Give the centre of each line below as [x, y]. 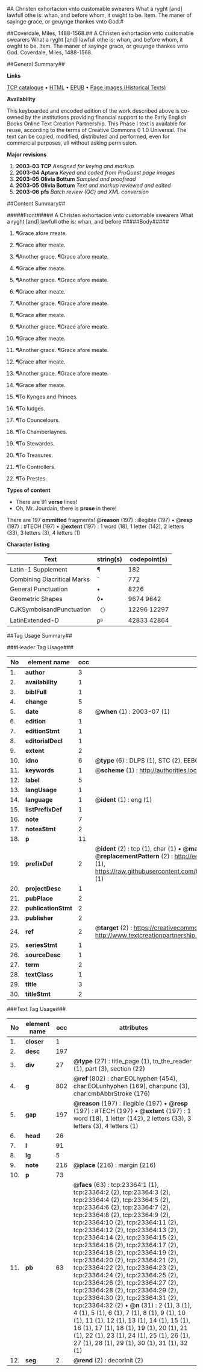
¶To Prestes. [31, 478]
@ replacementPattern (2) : [134, 856]
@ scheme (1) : [116, 770]
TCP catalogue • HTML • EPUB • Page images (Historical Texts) [86, 87]
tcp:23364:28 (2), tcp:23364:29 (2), [126, 1290]
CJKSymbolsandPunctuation [50, 609]
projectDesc [43, 889]
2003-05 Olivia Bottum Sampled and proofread [76, 179]
